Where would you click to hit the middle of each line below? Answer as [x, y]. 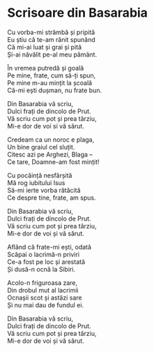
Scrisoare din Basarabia [78, 13]
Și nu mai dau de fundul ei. [46, 305]
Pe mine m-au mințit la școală [50, 82]
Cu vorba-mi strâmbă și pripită [51, 32]
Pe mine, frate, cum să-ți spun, [52, 75]
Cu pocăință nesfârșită [40, 175]
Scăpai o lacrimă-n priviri [44, 254]
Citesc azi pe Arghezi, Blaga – [50, 154]
